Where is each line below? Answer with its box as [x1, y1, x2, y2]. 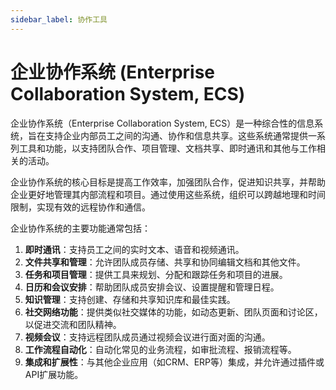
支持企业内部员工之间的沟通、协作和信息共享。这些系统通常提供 [44, 129, 308, 141]
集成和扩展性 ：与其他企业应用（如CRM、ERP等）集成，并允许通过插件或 [24, 356, 325, 368]
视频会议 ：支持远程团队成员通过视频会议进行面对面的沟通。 [24, 331, 271, 343]
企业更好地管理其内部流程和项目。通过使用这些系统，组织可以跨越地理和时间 [10, 188, 326, 200]
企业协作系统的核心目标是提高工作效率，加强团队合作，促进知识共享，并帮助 [10, 176, 326, 188]
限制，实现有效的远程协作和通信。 [10, 201, 151, 213]
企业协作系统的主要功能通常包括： [10, 222, 151, 234]
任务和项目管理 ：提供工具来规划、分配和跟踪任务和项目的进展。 [24, 268, 288, 280]
